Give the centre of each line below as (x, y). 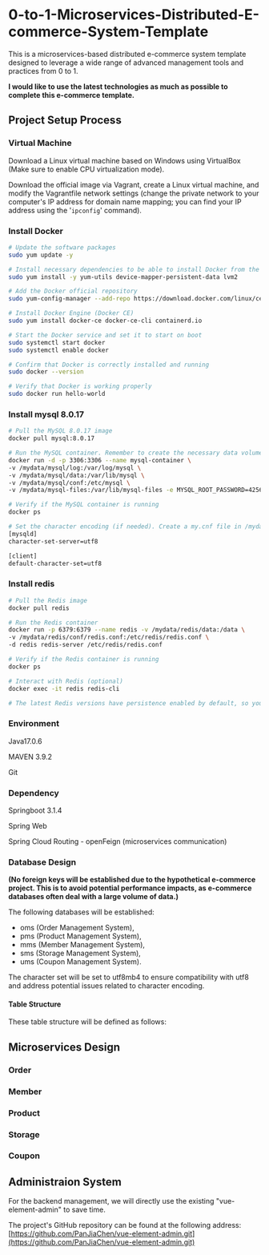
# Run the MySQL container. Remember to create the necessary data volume (136, 453)
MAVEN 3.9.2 (30, 757)
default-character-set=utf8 (55, 563)
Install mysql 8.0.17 (46, 414)
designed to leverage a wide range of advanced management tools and (126, 63)
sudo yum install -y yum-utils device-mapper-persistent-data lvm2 (123, 277)
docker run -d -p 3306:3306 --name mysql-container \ (100, 460)
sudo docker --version (46, 372)
